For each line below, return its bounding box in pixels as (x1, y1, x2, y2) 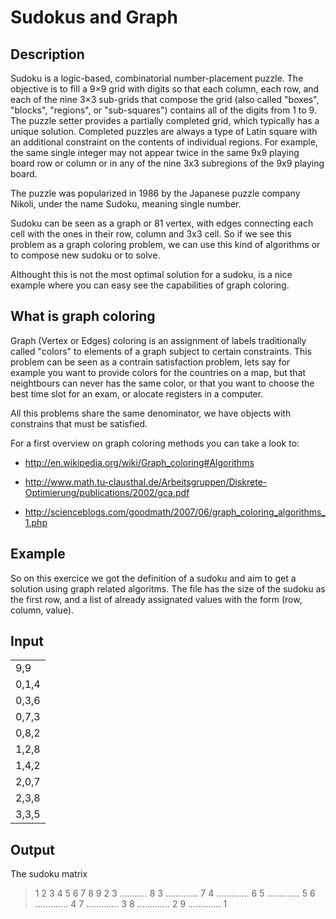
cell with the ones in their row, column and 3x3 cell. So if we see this (10, 228, 292, 240)
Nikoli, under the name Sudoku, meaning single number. (10, 198, 242, 210)
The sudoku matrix (10, 868, 88, 880)
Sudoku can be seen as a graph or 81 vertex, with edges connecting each (10, 217, 314, 229)
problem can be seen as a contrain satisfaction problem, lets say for (10, 356, 291, 368)
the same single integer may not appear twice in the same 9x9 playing (10, 147, 300, 158)
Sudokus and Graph (10, 6, 178, 29)
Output (10, 841, 55, 858)
